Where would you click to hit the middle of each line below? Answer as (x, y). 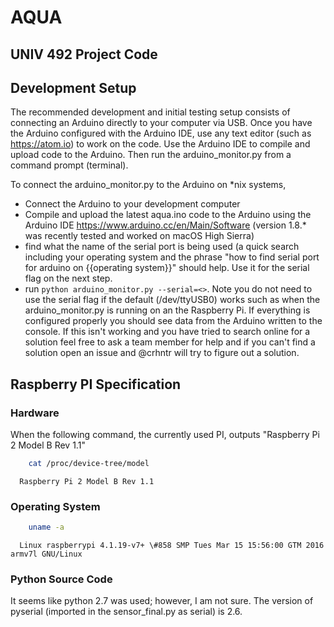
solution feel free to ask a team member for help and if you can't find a (170, 342)
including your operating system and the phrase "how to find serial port (172, 257)
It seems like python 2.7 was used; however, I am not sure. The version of (162, 601)
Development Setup (73, 87)
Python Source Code (61, 579)
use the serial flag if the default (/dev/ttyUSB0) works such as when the (172, 300)
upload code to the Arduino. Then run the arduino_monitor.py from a (151, 155)
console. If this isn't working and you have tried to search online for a (167, 332)
